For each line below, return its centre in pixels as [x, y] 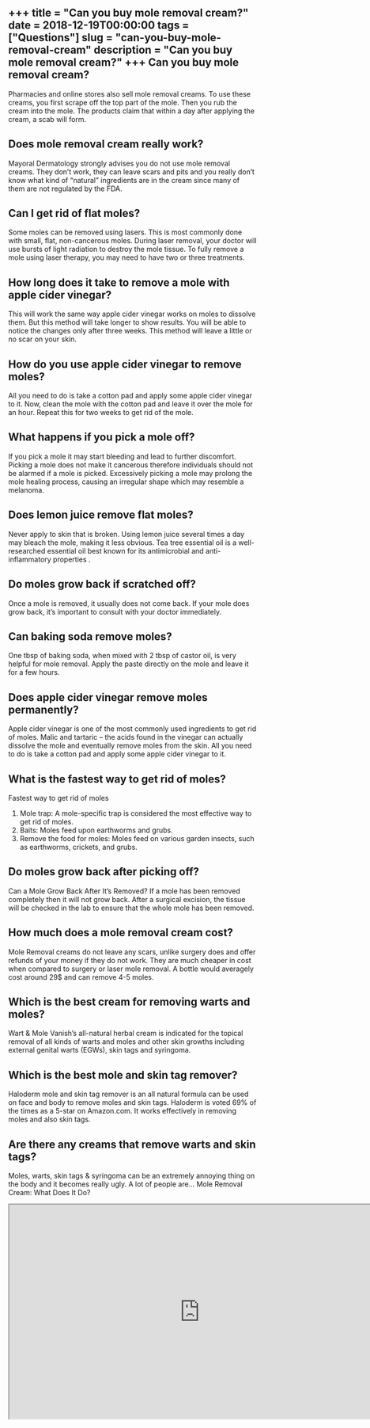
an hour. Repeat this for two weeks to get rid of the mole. [101, 413]
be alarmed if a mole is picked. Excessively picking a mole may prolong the [130, 473]
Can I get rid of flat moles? [74, 213]
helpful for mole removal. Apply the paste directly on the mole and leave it [128, 664]
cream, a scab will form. [47, 119]
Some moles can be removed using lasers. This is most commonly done [125, 232]
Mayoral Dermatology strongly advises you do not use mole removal [119, 163]
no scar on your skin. [43, 339]
